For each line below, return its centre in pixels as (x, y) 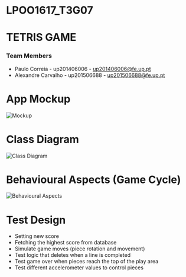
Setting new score (37, 236)
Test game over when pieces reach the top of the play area (87, 262)
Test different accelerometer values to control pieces (79, 268)
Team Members (29, 56)
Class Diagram (43, 139)
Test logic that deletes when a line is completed (73, 255)
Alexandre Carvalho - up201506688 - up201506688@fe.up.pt (90, 75)
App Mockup (38, 99)
